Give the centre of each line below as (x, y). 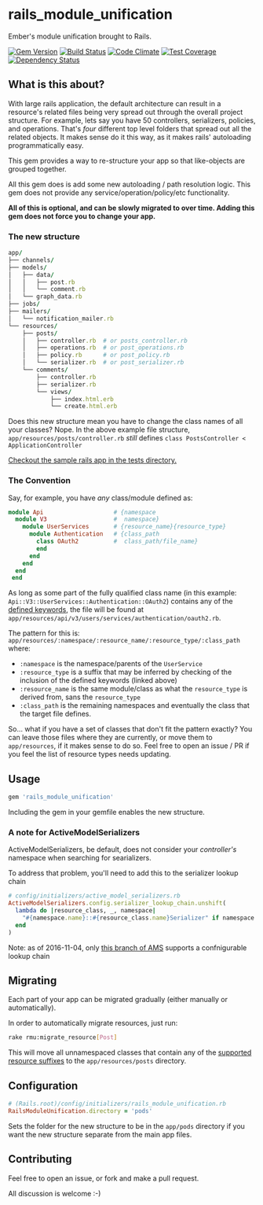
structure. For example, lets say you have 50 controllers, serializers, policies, (132, 120)
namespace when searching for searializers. (80, 858)
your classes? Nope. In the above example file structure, (99, 429)
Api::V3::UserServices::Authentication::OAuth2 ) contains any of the (121, 601)
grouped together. (37, 169)
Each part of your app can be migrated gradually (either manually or (118, 1000)
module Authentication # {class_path (94, 534)
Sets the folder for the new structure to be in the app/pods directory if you (127, 1126)
